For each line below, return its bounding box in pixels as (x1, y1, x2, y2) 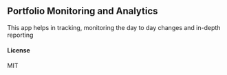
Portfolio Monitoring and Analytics (7, 5, 158, 17)
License (7, 46, 31, 55)
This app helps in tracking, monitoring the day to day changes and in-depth (7, 23, 221, 31)
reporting (7, 31, 34, 39)
